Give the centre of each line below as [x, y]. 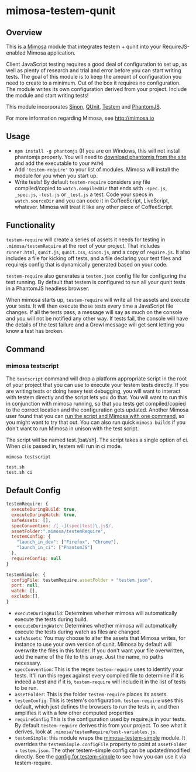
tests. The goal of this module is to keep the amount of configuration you [94, 77]
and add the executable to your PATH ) [59, 163]
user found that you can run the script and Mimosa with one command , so [95, 416]
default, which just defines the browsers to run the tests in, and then [97, 706]
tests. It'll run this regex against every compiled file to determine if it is [99, 675]
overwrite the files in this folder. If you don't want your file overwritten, [99, 650]
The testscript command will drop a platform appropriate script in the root [97, 379]
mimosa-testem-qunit [61, 11]
